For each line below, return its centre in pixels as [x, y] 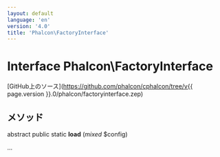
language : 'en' [29, 20]
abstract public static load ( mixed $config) [68, 134]
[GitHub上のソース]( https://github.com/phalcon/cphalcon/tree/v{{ [100, 86]
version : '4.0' [29, 26]
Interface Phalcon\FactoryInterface [110, 67]
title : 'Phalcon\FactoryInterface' [58, 33]
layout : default [30, 13]
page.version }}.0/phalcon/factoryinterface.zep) [75, 94]
